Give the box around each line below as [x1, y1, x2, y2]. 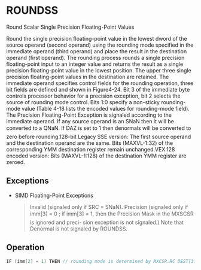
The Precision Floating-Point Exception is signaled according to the [6, 111, 172, 119]
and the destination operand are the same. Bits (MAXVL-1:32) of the [6, 139, 173, 147]
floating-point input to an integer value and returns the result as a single [6, 60, 184, 68]
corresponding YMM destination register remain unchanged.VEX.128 [6, 145, 175, 153]
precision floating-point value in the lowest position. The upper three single [6, 66, 191, 74]
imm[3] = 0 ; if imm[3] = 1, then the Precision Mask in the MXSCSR [29, 210, 194, 217]
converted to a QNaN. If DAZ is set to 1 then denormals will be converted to [6, 124, 191, 132]
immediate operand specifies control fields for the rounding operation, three [6, 79, 194, 87]
